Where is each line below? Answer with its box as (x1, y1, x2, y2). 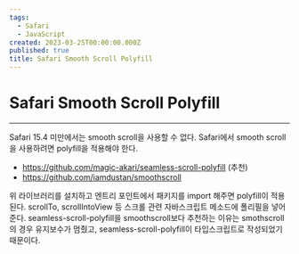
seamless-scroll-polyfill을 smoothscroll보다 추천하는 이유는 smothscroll (28, 212, 285, 223)
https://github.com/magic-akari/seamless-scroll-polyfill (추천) (21, 161, 248, 172)
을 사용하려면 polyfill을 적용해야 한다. (9, 143, 139, 153)
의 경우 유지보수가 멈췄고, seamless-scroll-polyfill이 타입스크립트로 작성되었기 (9, 224, 283, 234)
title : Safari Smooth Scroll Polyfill (9, 54, 153, 63)
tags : (9, 12, 29, 22)
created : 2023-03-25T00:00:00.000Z (9, 37, 141, 47)
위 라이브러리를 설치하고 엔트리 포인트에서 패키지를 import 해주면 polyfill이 (9, 190, 269, 201)
